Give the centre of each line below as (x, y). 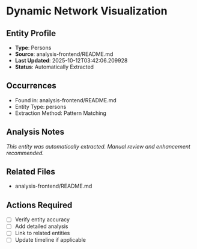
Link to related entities (42, 233)
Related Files (31, 172)
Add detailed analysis (41, 226)
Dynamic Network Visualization (87, 11)
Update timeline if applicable (50, 240)
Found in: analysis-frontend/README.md (66, 100)
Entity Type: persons (41, 106)
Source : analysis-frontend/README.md (64, 54)
